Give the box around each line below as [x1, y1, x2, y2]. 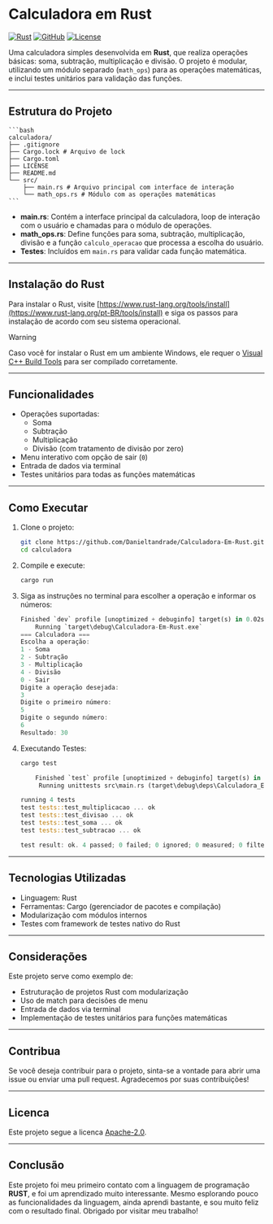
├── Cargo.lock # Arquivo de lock [8, 147, 126, 155]
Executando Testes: [19, 743, 87, 753]
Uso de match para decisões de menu [19, 995, 149, 1005]
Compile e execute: [19, 560, 85, 570]
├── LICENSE [8, 162, 49, 170]
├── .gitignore [8, 140, 60, 149]
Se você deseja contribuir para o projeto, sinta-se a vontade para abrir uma [8, 1066, 261, 1076]
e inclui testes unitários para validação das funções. [8, 73, 183, 83]
